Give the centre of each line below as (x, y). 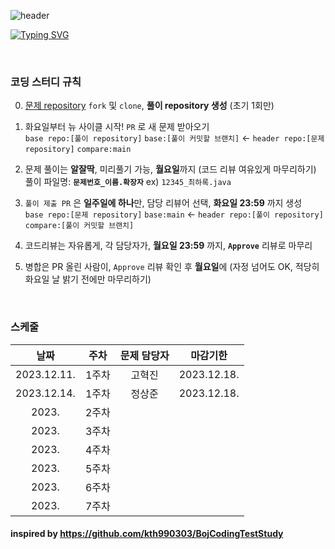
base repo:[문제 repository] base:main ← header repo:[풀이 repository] (174, 214)
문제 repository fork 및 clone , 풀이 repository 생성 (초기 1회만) (149, 106)
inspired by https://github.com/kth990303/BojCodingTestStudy (147, 534)
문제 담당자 (144, 355)
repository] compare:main (78, 150)
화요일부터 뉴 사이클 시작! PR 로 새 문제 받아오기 (117, 127)
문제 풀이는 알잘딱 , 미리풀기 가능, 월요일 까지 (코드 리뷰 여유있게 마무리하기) (170, 169)
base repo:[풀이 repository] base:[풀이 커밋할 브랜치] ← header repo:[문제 (174, 138)
